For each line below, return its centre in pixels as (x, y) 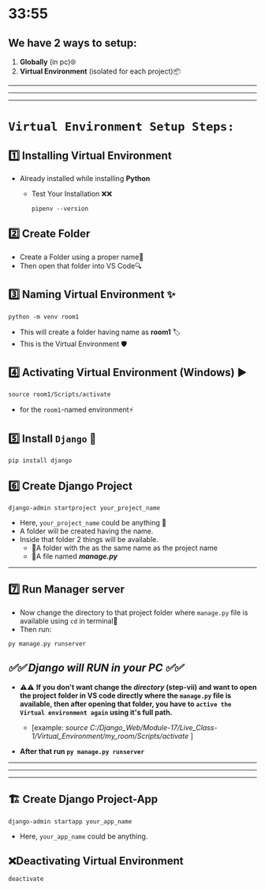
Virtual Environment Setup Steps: (121, 127)
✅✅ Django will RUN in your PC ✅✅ (96, 668)
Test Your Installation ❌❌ (72, 194)
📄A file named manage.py (75, 556)
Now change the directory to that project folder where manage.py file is (134, 612)
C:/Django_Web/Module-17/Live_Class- (153, 727)
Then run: (35, 629)
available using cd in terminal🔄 (69, 620)
